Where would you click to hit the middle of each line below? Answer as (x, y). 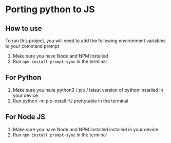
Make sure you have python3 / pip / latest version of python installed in (88, 90)
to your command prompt (32, 46)
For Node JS (25, 117)
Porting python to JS (50, 9)
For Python (23, 78)
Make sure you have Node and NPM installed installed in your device (85, 129)
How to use (24, 28)
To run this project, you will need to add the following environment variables (85, 40)
